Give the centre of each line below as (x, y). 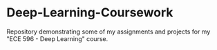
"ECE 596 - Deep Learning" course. (57, 38)
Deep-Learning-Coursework (90, 13)
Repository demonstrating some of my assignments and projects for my (108, 32)
